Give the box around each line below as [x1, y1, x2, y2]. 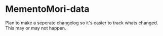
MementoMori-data [5, 3, 90, 15]
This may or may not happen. [5, 25, 67, 31]
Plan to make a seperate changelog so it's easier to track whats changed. [5, 20, 158, 26]
